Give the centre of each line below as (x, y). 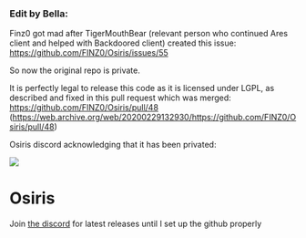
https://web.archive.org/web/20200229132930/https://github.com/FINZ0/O (154, 118)
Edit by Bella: (39, 14)
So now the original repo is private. (75, 70)
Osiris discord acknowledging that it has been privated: (113, 145)
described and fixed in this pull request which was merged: (121, 98)
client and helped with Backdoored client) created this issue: (123, 43)
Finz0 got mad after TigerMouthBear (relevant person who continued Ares (149, 34)
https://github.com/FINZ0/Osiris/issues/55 (89, 53)
